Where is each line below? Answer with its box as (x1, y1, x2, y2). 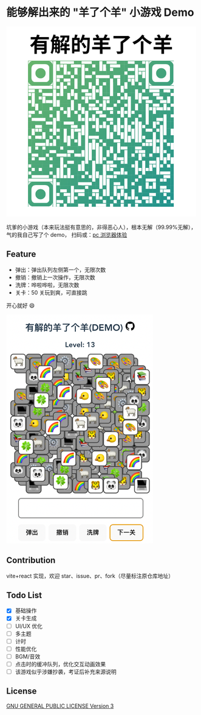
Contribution (6, 555, 56, 566)
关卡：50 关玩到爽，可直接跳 (15, 288, 87, 296)
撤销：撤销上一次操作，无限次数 (15, 273, 95, 281)
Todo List (6, 590, 43, 600)
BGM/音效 (15, 652, 41, 660)
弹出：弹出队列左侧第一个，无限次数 (15, 266, 106, 273)
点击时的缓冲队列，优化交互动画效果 (15, 660, 106, 668)
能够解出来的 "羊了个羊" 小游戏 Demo (6, 5, 194, 19)
